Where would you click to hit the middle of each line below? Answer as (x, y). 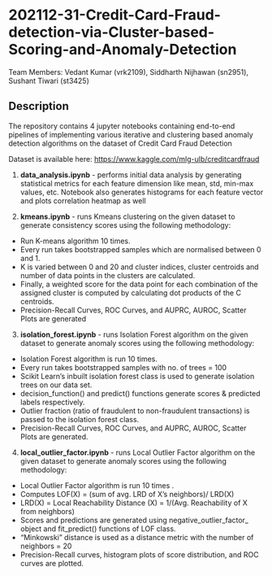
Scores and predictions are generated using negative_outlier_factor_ (134, 520)
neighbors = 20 (46, 546)
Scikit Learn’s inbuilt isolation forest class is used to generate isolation (137, 376)
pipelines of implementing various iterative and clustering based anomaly (131, 134)
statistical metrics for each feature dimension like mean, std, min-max (137, 183)
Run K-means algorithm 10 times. (76, 241)
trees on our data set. (56, 385)
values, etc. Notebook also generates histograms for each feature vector (142, 192)
